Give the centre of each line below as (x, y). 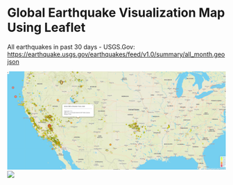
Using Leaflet (46, 27)
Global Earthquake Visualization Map (116, 13)
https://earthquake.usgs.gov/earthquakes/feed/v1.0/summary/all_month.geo (116, 54)
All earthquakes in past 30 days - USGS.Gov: (71, 47)
